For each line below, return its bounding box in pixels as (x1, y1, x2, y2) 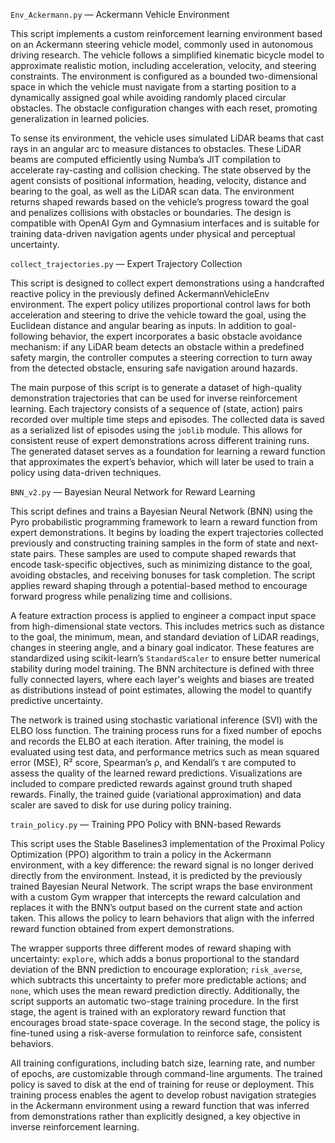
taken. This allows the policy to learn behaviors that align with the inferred (10, 912, 315, 924)
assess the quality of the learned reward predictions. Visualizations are (10, 767, 303, 779)
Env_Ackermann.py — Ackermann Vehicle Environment (10, 9, 230, 20)
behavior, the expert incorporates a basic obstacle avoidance (49, 330, 303, 342)
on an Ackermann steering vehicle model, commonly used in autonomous (10, 39, 314, 50)
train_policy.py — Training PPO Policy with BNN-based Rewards (10, 819, 282, 830)
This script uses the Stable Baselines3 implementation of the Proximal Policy (10, 838, 325, 849)
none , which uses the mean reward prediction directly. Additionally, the (10, 985, 301, 996)
